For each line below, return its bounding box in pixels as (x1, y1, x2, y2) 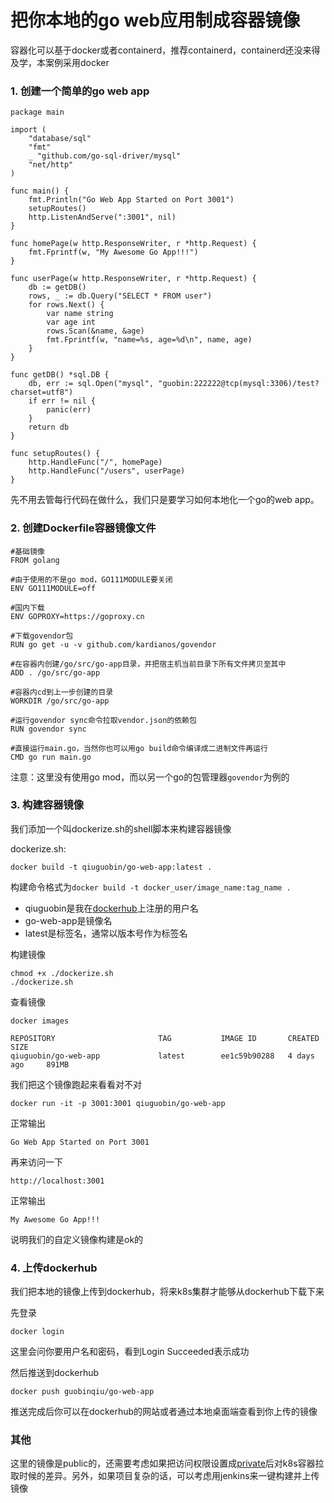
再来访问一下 (10, 1156, 63, 1168)
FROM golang (10, 555, 60, 565)
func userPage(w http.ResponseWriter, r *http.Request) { (10, 274, 257, 284)
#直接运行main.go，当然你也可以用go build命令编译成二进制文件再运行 (10, 743, 268, 753)
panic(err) (46, 405, 92, 415)
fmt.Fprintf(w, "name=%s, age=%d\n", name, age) (46, 335, 253, 345)
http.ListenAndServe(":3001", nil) (28, 212, 177, 223)
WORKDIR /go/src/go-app (10, 696, 110, 706)
